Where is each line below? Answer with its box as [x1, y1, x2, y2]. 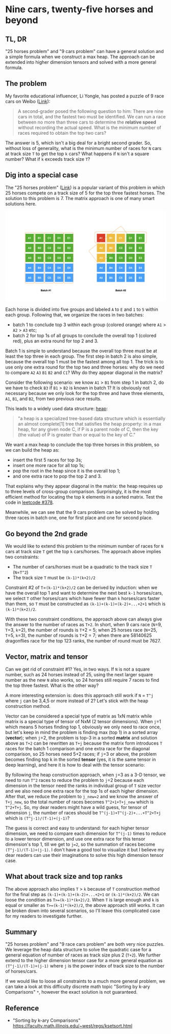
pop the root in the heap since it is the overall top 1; [12, 468, 120, 474]
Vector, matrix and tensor [5, 652, 88, 661]
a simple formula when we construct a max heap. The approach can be [5, 54, 155, 60]
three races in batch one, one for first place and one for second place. [5, 514, 153, 521]
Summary [5, 927, 37, 936]
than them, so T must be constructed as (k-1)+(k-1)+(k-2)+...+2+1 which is [5, 601, 166, 607]
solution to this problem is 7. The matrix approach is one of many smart [5, 195, 155, 201]
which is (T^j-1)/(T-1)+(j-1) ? [5, 815, 70, 821]
